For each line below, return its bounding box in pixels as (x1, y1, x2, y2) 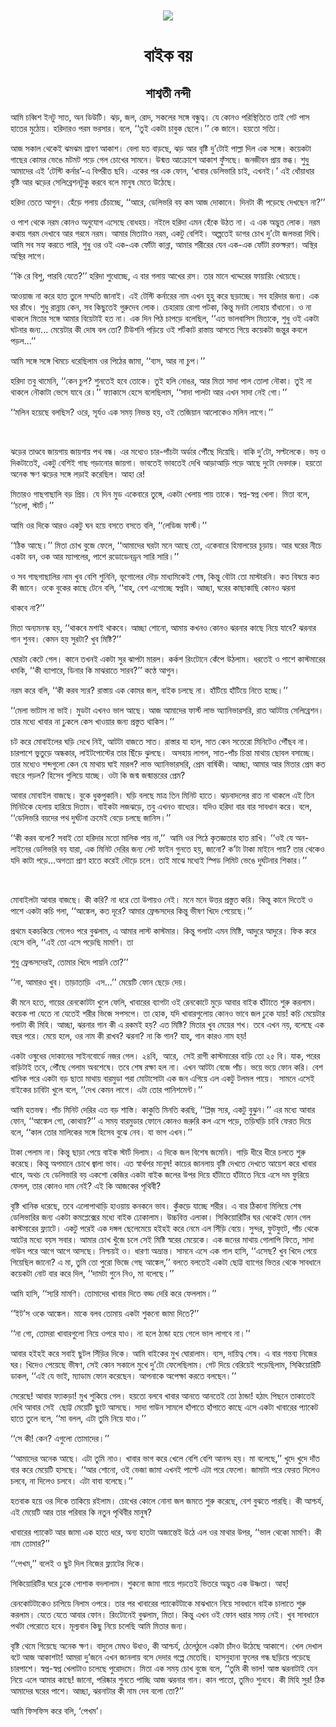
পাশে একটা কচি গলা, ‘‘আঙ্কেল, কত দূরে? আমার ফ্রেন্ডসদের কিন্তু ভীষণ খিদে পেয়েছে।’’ (10, 905, 253, 917)
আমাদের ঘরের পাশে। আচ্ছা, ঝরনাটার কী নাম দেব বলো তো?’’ (10, 1685, 184, 1697)
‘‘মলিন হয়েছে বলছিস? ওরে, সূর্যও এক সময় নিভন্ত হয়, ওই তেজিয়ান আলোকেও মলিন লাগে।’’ (10, 406, 274, 418)
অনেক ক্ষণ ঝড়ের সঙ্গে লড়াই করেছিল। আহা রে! (10, 468, 145, 480)
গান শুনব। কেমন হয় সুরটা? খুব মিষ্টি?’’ (10, 633, 122, 645)
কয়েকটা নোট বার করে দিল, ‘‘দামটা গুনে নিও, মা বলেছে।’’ (10, 1268, 175, 1280)
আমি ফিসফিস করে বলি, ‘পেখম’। (10, 1705, 105, 1717)
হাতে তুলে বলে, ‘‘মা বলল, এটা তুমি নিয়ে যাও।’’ (10, 1413, 147, 1425)
